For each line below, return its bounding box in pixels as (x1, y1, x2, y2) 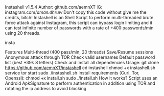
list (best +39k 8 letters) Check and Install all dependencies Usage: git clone (5, 60, 159, 65)
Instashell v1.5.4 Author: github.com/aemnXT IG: (5, 4, 103, 10)
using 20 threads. (5, 30, 41, 36)
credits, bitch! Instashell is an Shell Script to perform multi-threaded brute (5, 15, 154, 20)
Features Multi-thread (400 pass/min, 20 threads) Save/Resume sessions (5, 49, 153, 55)
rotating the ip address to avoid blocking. (5, 86, 88, 91)
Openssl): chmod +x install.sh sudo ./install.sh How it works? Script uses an (5, 75, 158, 81)
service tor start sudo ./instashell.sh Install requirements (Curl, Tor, (5, 70, 140, 75)
